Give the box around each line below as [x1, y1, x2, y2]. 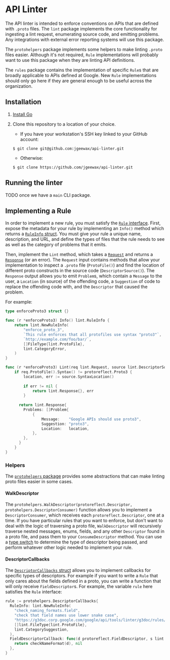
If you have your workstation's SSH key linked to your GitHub [20, 131, 148, 137]
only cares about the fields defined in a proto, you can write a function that [5, 578, 161, 584]
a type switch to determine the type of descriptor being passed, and [5, 539, 148, 545]
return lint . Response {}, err [32, 388, 94, 393]
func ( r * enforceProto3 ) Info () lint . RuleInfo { [5, 318, 110, 323]
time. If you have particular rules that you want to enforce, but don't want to [5, 518, 163, 524]
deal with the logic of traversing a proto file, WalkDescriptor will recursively [5, 523, 162, 529]
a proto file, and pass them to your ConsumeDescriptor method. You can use [5, 534, 162, 540]
